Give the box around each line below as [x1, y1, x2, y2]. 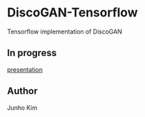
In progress [7, 47, 57, 59]
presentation [7, 65, 43, 73]
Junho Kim [7, 103, 38, 112]
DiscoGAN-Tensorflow [7, 5, 138, 21]
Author [7, 86, 38, 97]
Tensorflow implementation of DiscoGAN [7, 27, 122, 36]
